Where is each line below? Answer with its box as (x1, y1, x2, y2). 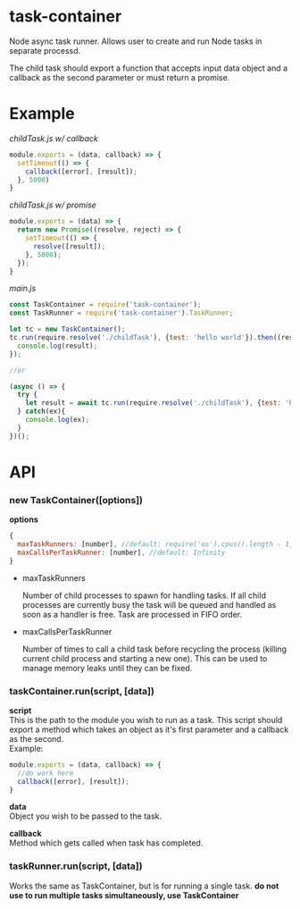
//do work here (17, 769, 74, 778)
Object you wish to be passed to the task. (9, 811, 162, 821)
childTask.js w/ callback (9, 132, 98, 144)
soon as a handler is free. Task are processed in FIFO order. (21, 609, 243, 619)
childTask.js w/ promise (9, 199, 96, 211)
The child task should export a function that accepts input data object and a (9, 63, 288, 73)
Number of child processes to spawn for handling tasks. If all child (21, 590, 266, 601)
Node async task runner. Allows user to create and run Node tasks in (9, 36, 262, 46)
